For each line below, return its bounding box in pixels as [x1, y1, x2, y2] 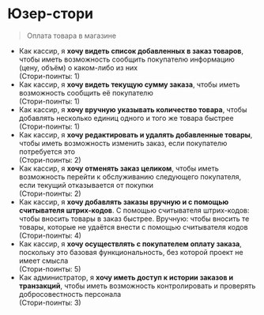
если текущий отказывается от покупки [18, 180, 154, 189]
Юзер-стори [7, 5, 94, 23]
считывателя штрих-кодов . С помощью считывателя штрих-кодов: [18, 205, 250, 215]
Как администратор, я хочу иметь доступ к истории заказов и [18, 272, 234, 282]
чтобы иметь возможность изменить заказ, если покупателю [18, 138, 228, 148]
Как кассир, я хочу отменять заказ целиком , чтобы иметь [18, 163, 219, 173]
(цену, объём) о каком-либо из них [18, 62, 138, 72]
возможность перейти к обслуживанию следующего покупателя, [18, 171, 242, 182]
